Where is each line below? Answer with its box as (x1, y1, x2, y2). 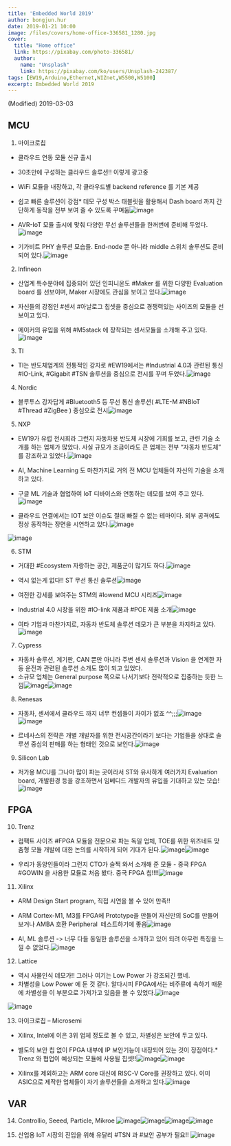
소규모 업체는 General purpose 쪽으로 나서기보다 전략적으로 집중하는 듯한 (17, 673, 216, 681)
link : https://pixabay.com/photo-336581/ (14, 49, 135, 56)
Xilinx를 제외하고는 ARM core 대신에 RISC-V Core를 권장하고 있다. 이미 (17, 1069, 210, 1077)
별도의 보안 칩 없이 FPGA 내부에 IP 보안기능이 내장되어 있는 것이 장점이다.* (17, 1045, 219, 1054)
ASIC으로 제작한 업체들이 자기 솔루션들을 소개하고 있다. (17, 1077, 166, 1086)
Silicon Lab (17, 754, 49, 762)
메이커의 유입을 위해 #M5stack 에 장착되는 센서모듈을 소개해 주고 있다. (17, 325, 208, 334)
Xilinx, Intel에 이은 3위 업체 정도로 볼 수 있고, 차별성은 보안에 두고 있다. (17, 1031, 208, 1039)
